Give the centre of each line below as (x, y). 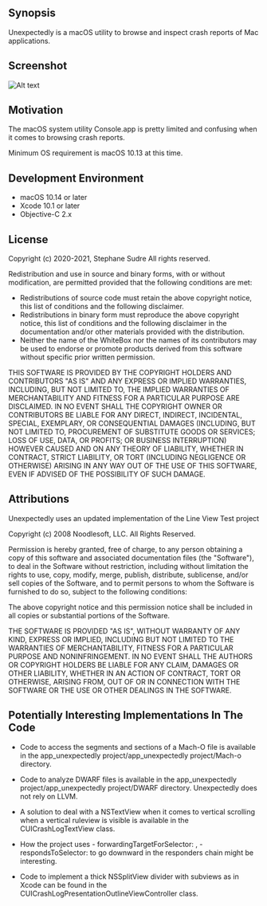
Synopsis (32, 13)
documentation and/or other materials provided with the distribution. (132, 332)
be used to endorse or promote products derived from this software (131, 349)
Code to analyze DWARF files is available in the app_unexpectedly (128, 779)
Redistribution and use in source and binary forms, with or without (117, 274)
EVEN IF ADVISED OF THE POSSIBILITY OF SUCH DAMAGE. (107, 474)
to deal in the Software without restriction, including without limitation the (128, 566)
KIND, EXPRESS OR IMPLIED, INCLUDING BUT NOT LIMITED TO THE (121, 639)
